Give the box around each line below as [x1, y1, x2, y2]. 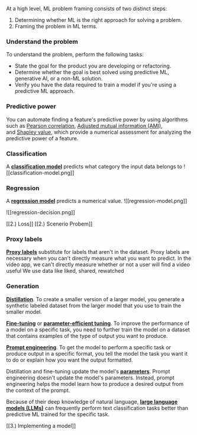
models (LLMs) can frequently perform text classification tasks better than [6, 404, 188, 411]
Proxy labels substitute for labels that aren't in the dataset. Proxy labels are [6, 249, 190, 256]
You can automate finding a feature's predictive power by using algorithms [6, 115, 188, 123]
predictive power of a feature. [6, 134, 79, 141]
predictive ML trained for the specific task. [6, 411, 109, 418]
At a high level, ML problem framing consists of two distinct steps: [6, 5, 167, 12]
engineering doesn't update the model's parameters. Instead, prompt [6, 374, 175, 381]
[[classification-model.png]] [6, 169, 75, 176]
